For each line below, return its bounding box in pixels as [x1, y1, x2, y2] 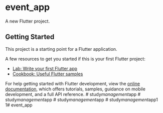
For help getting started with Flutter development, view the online [5, 80, 140, 86]
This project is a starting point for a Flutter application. [5, 46, 117, 52]
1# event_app [5, 102, 33, 108]
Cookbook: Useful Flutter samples [12, 71, 83, 77]
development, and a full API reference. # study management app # [5, 91, 141, 97]
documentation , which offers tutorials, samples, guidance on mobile [5, 86, 145, 92]
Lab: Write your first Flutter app [12, 65, 78, 71]
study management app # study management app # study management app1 [5, 96, 158, 102]
